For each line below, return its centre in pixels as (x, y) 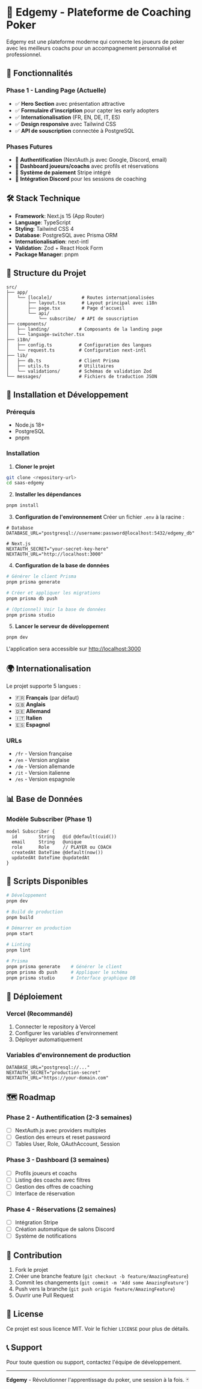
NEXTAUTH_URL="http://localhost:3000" (55, 554)
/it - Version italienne (42, 773)
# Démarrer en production (38, 928)
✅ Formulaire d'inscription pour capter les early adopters (87, 110)
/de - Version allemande (45, 766)
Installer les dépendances (48, 495)
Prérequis (21, 412)
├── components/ (26, 324)
